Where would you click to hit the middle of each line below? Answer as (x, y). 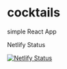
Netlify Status (26, 44)
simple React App (32, 31)
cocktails (33, 13)
